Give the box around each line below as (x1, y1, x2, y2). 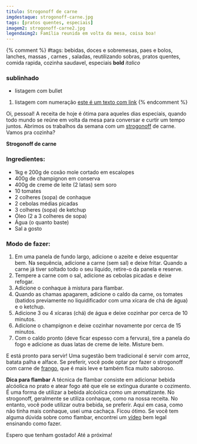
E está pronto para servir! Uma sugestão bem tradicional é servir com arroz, (6, 352, 191, 360)
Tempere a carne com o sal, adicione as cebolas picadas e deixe (14, 272, 172, 279)
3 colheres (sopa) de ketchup (14, 206, 86, 213)
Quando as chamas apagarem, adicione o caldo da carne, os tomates (14, 291, 183, 298)
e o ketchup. (14, 303, 45, 310)
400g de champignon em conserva (14, 175, 101, 182)
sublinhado (6, 74, 39, 83)
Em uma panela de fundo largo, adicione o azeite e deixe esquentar (14, 253, 178, 260)
